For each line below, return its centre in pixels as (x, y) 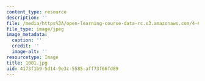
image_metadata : (27, 35)
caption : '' (27, 40)
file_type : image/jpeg (35, 29)
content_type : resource (37, 12)
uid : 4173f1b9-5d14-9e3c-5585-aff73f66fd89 (63, 69)
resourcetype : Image (33, 57)
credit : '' (26, 46)
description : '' (27, 18)
